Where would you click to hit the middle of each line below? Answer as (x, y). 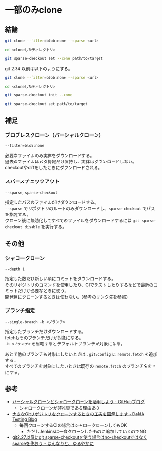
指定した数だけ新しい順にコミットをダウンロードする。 (60, 278)
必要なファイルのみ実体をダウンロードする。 (50, 155)
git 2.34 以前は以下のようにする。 (39, 68)
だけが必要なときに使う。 (43, 290)
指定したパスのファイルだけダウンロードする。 (52, 202)
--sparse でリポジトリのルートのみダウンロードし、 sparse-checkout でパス (80, 208)
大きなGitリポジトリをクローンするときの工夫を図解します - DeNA (78, 414)
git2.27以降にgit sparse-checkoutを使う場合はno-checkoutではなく (80, 437)
